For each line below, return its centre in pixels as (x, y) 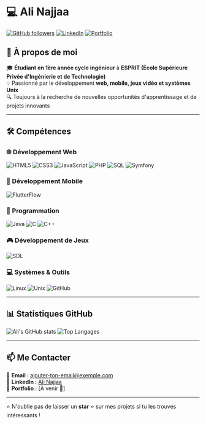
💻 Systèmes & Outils (38, 272)
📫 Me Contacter (39, 357)
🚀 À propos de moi (42, 53)
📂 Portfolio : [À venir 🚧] (36, 388)
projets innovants (28, 106)
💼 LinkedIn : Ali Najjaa (34, 382)
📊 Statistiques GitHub (50, 314)
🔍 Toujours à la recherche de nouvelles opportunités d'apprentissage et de (102, 96)
